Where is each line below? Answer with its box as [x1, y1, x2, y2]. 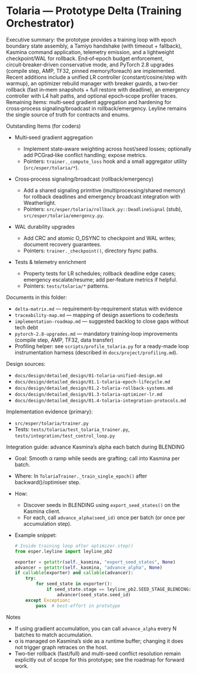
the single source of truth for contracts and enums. [6, 111, 130, 118]
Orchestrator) [6, 16, 75, 30]
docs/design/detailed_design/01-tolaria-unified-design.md [14, 372, 163, 379]
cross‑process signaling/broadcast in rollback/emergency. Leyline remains [6, 105, 187, 112]
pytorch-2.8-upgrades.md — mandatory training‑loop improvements [14, 330, 178, 337]
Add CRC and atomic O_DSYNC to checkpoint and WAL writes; [23, 234, 176, 242]
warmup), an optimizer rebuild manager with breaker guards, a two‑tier [6, 79, 178, 86]
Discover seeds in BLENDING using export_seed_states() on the [23, 501, 181, 508]
